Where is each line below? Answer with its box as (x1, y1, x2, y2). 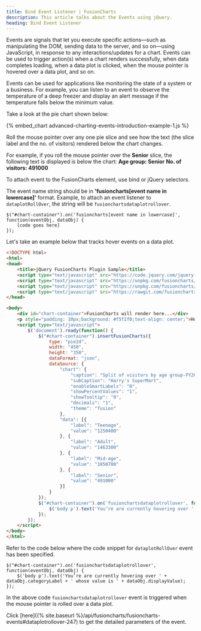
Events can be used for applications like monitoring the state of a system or (6, 80, 193, 87)
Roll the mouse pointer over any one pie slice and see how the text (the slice (6, 134, 194, 141)
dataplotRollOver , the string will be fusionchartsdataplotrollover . (6, 200, 171, 207)
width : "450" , (48, 344, 84, 351)
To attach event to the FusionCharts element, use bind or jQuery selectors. (6, 176, 190, 183)
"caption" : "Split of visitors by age (70, 372, 167, 378)
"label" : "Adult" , (70, 439, 117, 445)
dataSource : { (48, 361, 84, 367)
